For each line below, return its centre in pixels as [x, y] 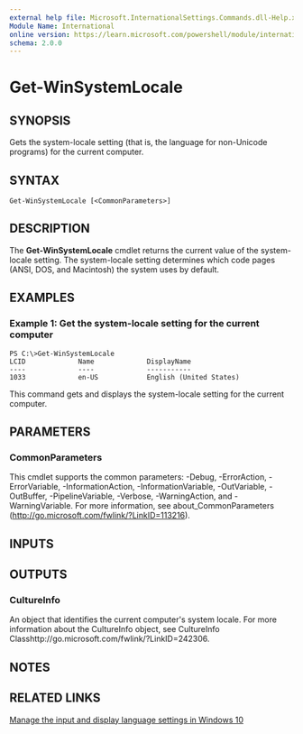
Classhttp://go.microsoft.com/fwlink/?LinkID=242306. [110, 639]
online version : [40, 34]
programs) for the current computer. [77, 152]
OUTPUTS [38, 575]
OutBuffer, [28, 496]
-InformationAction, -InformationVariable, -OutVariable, [165, 487]
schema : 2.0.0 [36, 43]
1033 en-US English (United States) [125, 377]
